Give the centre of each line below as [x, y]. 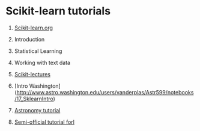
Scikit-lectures [32, 74]
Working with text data [42, 62]
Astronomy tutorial [37, 110]
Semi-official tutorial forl [44, 122]
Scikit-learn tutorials [58, 11]
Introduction [29, 39]
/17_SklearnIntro [34, 99]
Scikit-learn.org [34, 28]
